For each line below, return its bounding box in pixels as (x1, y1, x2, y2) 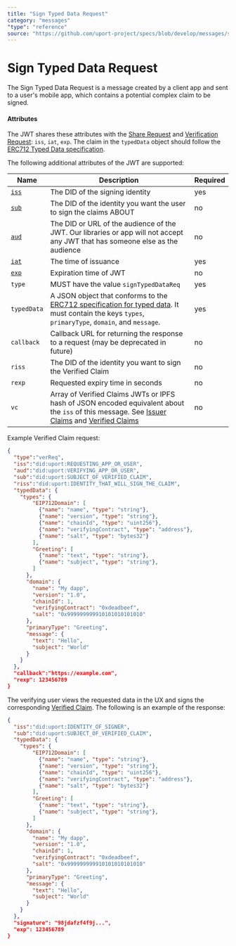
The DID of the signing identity (50, 187, 151, 197)
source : (7, 30, 30, 37)
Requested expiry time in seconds (50, 378, 163, 388)
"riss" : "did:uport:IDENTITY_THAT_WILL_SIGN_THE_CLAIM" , (13, 480, 181, 487)
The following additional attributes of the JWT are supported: (7, 159, 185, 167)
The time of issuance (50, 257, 119, 267)
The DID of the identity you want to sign (50, 358, 181, 368)
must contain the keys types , (50, 309, 145, 319)
